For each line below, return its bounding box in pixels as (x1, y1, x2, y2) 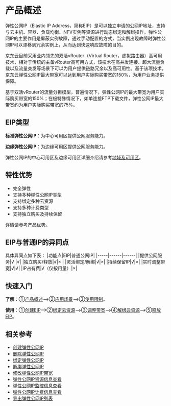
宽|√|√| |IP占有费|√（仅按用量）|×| (5, 265, 78, 271)
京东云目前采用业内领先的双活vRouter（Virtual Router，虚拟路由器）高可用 (5, 52, 162, 59)
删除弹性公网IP (12, 351, 44, 356)
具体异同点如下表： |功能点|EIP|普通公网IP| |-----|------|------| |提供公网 (5, 252, 158, 258)
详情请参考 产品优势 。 (5, 222, 50, 228)
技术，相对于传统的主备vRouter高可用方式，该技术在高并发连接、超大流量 (5, 59, 161, 65)
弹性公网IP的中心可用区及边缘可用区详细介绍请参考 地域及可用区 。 (5, 154, 144, 160)
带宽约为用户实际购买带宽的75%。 (5, 102, 78, 108)
